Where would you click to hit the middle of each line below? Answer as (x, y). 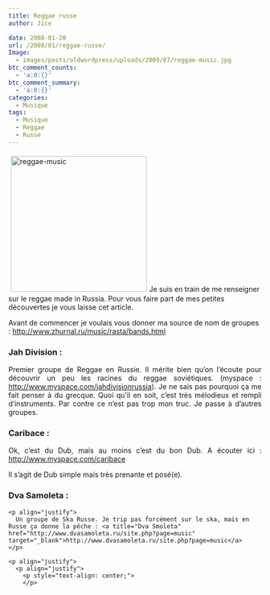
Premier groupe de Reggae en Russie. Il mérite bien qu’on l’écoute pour (135, 370)
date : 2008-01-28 (37, 38)
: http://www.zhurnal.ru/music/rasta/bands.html (87, 331)
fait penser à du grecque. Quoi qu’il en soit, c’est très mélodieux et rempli (135, 396)
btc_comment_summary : (45, 82)
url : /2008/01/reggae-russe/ (57, 45)
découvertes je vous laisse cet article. (71, 307)
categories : (28, 97)
